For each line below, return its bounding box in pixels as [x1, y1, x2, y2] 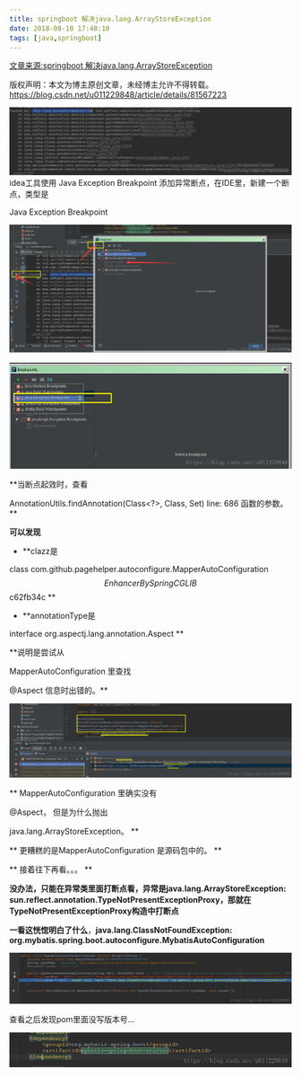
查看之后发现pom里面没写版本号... [9, 1014, 135, 1025]
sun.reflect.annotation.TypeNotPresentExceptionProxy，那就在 [9, 895, 252, 905]
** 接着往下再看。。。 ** [9, 864, 92, 875]
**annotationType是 [21, 610, 96, 621]
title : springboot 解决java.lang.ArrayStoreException [9, 14, 212, 23]
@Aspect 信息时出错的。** [9, 684, 108, 695]
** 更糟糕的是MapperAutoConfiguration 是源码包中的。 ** [9, 845, 222, 856]
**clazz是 [21, 545, 58, 556]
